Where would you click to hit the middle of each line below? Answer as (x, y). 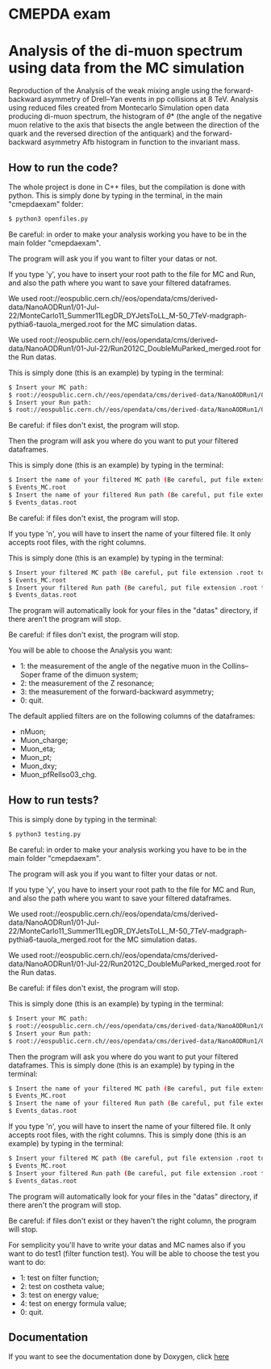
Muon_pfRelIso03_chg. (58, 775)
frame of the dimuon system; (90, 674)
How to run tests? (54, 800)
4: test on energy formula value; (73, 1303)
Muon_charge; (44, 741)
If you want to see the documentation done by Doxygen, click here (119, 1357)
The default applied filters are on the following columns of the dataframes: (132, 716)
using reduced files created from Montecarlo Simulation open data (119, 108)
